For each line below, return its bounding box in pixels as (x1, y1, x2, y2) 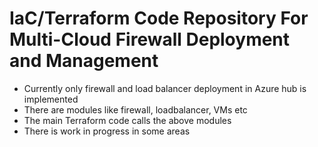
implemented (23, 93, 79, 105)
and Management (9, 50, 159, 72)
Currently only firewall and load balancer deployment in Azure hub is (23, 82, 307, 94)
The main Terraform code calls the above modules (23, 114, 232, 126)
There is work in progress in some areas (23, 125, 191, 137)
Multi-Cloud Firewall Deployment (9, 28, 291, 51)
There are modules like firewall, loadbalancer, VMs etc (23, 103, 248, 116)
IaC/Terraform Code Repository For (9, 7, 309, 30)
